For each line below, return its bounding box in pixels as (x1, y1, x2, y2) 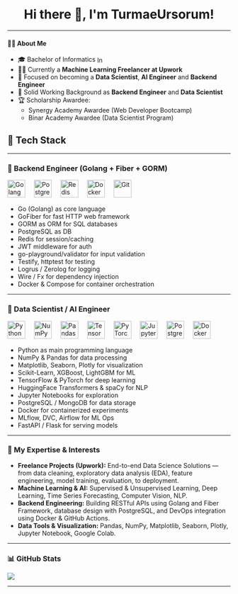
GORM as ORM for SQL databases (17, 219, 118, 229)
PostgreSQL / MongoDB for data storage (17, 398, 137, 406)
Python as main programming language (17, 345, 133, 354)
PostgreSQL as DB (17, 227, 72, 236)
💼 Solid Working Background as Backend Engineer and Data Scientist (17, 88, 223, 96)
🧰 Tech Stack (7, 134, 67, 146)
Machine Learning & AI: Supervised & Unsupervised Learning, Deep (17, 484, 218, 492)
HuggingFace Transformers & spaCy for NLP (17, 383, 149, 392)
